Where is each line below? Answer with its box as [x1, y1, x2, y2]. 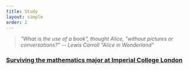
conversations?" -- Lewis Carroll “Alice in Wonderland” [20, 41, 154, 48]
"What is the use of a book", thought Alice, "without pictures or [20, 36, 174, 43]
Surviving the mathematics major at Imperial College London [6, 56, 183, 64]
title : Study [6, 8, 38, 15]
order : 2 [6, 19, 28, 25]
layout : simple [6, 14, 43, 20]
